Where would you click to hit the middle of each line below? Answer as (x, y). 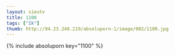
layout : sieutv (26, 12)
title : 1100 (21, 18)
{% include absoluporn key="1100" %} (55, 46)
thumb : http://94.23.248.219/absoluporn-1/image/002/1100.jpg (87, 29)
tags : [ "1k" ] (23, 23)
